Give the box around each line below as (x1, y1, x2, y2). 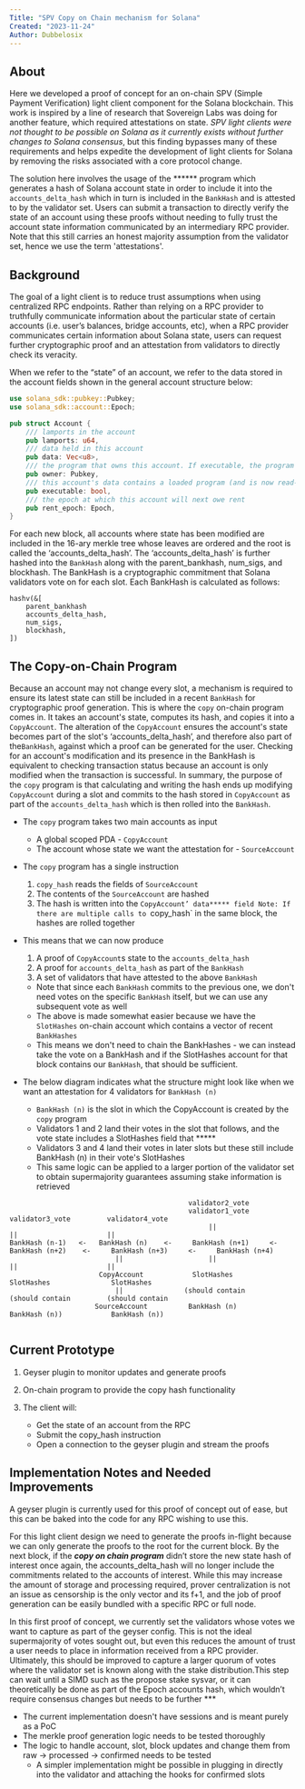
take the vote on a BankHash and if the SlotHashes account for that (35, 1049, 289, 1060)
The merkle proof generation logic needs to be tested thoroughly (22, 1730, 266, 1741)
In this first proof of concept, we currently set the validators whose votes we (9, 1615, 295, 1627)
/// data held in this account (25, 445, 144, 454)
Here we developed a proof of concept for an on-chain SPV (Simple (9, 88, 263, 99)
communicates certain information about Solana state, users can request (9, 330, 282, 341)
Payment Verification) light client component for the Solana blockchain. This (9, 97, 294, 109)
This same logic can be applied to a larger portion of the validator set (35, 1162, 295, 1173)
